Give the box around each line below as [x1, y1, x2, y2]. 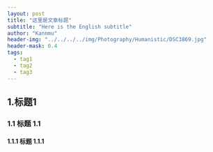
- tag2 [13, 62, 33, 69]
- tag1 [13, 56, 33, 63]
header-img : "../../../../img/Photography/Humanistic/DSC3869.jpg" [7, 36, 207, 43]
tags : [7, 50, 23, 56]
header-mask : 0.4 [7, 43, 58, 50]
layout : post [7, 10, 45, 17]
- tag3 [13, 68, 33, 75]
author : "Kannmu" [7, 29, 58, 37]
